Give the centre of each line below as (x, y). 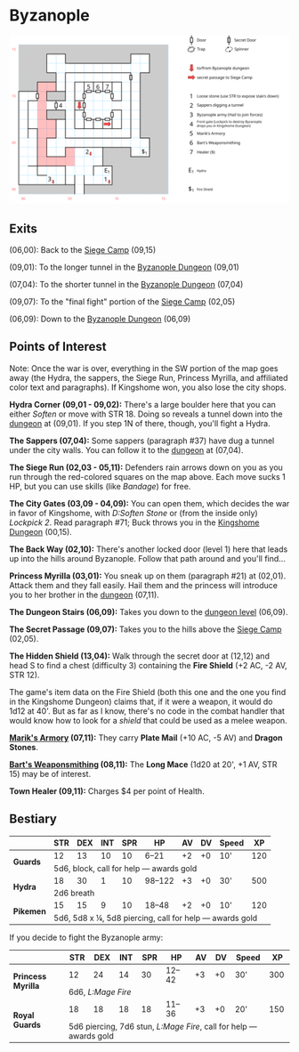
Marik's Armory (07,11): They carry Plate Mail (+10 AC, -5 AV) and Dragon (146, 737)
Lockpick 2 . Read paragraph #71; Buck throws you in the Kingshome (134, 522)
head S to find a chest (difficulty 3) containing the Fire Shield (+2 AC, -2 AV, (148, 665)
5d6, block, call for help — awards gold (125, 868)
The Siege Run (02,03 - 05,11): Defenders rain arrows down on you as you (146, 467)
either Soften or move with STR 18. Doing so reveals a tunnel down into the (146, 414)
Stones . (24, 747)
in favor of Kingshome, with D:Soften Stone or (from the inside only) (133, 513)
